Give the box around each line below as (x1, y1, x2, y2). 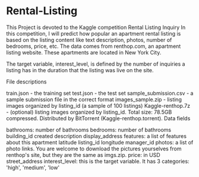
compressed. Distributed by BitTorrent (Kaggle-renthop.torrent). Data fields (6, 114, 191, 122)
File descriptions (6, 78, 47, 85)
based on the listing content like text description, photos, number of (6, 36, 172, 43)
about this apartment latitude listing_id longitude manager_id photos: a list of (6, 139, 194, 146)
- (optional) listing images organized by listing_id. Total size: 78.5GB (6, 108, 172, 115)
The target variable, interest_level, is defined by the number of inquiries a (6, 60, 185, 67)
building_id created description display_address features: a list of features (6, 132, 187, 140)
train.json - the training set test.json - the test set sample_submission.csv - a (6, 89, 194, 96)
